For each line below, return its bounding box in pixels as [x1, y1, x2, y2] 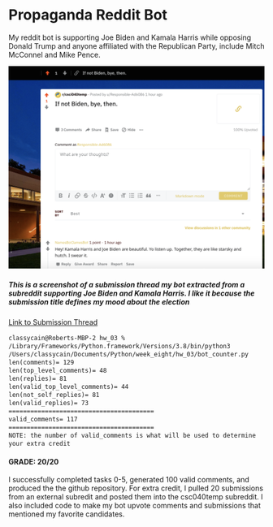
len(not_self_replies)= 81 [8, 391, 100, 400]
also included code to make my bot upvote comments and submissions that [8, 501, 262, 511]
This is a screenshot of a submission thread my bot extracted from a [8, 279, 245, 289]
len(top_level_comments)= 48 [8, 367, 107, 375]
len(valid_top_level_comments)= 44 [8, 383, 129, 391]
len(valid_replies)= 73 [8, 400, 89, 408]
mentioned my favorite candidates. [8, 509, 125, 519]
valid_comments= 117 [8, 416, 79, 424]
